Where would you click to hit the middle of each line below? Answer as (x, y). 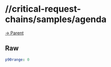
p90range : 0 (17, 60)
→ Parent (14, 33)
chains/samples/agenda (56, 19)
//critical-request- (43, 9)
